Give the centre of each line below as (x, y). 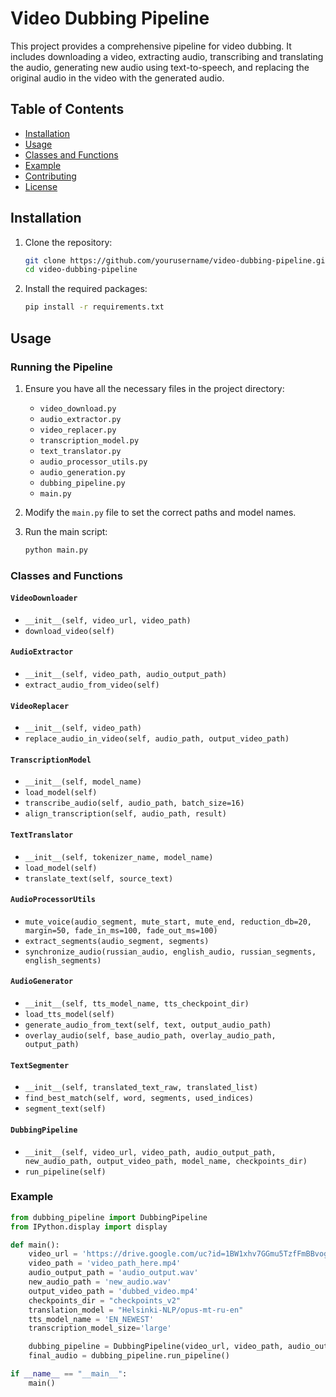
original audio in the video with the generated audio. (117, 78)
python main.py (56, 550)
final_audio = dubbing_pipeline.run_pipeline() (129, 1356)
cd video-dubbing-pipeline (81, 270)
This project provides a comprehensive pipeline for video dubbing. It (151, 46)
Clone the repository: (68, 242)
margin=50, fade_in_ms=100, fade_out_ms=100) (121, 930)
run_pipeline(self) (65, 1172)
